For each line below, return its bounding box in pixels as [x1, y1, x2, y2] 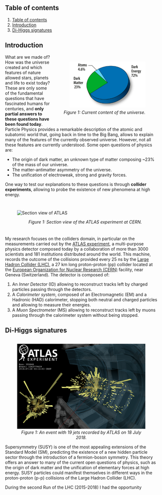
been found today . [5, 121, 43, 127]
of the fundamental [5, 90, 44, 96]
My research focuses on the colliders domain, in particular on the [5, 236, 135, 241]
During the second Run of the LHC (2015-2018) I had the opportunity [5, 484, 142, 490]
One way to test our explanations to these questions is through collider [5, 181, 147, 187]
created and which [5, 64, 43, 70]
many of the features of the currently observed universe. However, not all [5, 137, 151, 142]
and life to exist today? [5, 80, 50, 85]
